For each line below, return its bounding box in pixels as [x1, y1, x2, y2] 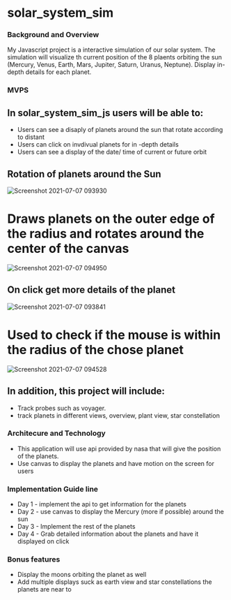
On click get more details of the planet [7, 284, 176, 296]
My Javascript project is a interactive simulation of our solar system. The [7, 45, 216, 54]
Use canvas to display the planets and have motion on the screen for [17, 459, 214, 467]
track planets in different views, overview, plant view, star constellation [17, 411, 221, 420]
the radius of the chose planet [7, 342, 184, 358]
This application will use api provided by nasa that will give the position [17, 444, 221, 453]
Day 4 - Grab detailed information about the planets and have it [17, 529, 199, 539]
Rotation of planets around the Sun [7, 168, 161, 180]
